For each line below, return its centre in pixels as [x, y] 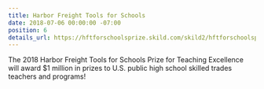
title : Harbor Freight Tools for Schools [77, 15]
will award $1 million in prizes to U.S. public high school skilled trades [120, 69]
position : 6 [27, 30]
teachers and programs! [47, 76]
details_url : [29, 37]
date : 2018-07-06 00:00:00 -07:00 [65, 23]
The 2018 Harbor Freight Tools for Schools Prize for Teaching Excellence [126, 60]
